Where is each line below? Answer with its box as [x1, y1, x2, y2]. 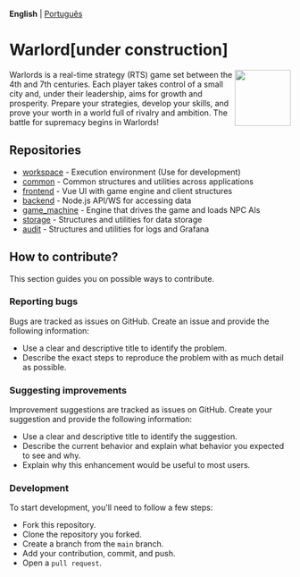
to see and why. [21, 450, 81, 461]
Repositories [9, 143, 82, 158]
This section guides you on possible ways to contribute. [9, 273, 215, 284]
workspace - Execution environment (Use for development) [21, 166, 241, 177]
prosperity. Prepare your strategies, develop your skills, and [9, 98, 229, 108]
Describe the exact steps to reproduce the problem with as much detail [21, 352, 284, 362]
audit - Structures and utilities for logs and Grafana [21, 224, 210, 234]
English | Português [9, 9, 83, 19]
